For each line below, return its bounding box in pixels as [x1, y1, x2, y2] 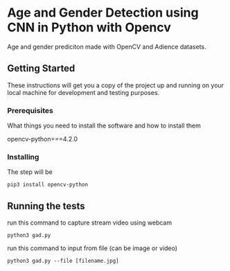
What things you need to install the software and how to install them [7, 121, 201, 130]
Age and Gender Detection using [7, 5, 199, 21]
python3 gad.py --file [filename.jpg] [7, 258, 119, 265]
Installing [7, 152, 39, 161]
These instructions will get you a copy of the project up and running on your [7, 81, 224, 89]
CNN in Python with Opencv [7, 19, 172, 35]
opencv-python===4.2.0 [7, 135, 78, 143]
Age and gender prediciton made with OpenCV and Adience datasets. [7, 42, 206, 51]
